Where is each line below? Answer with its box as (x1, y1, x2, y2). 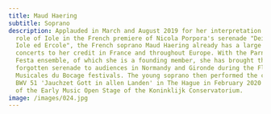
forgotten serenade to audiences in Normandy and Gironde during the (15, 64, 254, 72)
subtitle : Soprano (8, 19, 70, 27)
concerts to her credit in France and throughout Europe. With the (15, 49, 248, 57)
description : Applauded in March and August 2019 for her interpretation (8, 26, 262, 35)
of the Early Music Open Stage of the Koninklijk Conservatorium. (15, 86, 244, 95)
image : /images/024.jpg (8, 94, 89, 102)
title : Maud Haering (8, 11, 78, 20)
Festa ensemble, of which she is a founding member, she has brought (15, 57, 254, 65)
